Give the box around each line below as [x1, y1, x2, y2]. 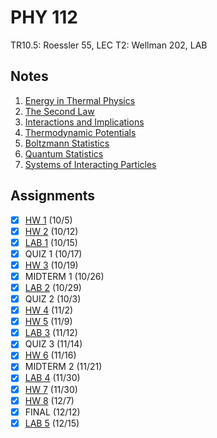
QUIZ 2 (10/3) [24, 293, 82, 305]
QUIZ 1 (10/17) [24, 247, 83, 260]
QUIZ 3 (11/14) [24, 338, 83, 350]
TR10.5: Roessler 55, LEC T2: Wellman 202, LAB [10, 39, 208, 51]
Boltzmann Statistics [24, 137, 110, 149]
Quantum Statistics [24, 147, 104, 160]
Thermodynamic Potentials [24, 126, 137, 138]
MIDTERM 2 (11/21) [24, 361, 103, 373]
